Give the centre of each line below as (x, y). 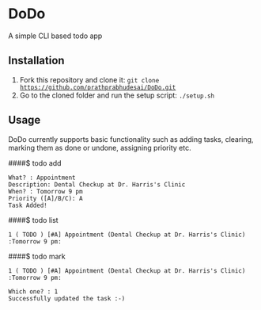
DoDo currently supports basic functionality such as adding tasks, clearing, (131, 139)
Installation (36, 61)
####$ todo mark (37, 256)
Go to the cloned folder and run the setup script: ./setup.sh (117, 95)
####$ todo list (33, 220)
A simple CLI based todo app (55, 36)
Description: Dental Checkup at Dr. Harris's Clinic (97, 184)
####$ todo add (35, 163)
